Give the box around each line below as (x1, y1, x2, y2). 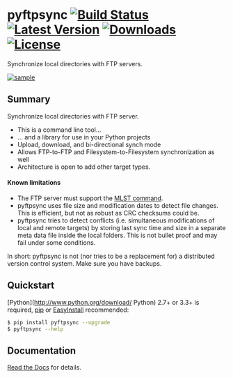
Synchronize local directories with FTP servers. (7, 59, 143, 68)
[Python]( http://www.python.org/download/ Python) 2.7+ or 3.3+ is (7, 298, 200, 306)
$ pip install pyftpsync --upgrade (7, 319, 111, 326)
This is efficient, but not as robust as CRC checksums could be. (17, 209, 200, 217)
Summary (7, 93, 51, 105)
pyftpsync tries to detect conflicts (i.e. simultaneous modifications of (17, 216, 215, 225)
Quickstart (7, 280, 55, 292)
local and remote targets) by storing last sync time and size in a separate (17, 223, 226, 232)
